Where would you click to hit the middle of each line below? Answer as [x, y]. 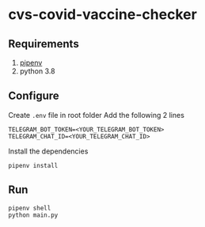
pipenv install [33, 165]
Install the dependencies [48, 151]
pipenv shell [30, 208]
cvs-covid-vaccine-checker [103, 15]
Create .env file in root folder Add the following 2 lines [96, 115]
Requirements [44, 44]
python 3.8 [37, 71]
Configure [34, 96]
